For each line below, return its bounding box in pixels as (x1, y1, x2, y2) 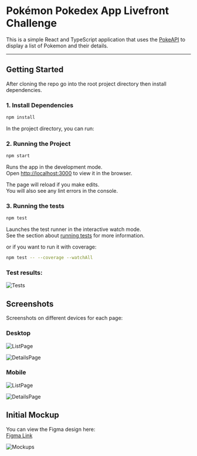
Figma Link (6, 432, 33, 439)
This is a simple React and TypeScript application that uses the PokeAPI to (6, 36, 186, 43)
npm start (6, 153, 30, 159)
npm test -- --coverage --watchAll (6, 255, 93, 261)
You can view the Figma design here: (6, 426, 96, 433)
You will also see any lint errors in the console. (6, 188, 118, 195)
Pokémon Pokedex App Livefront (6, 4, 169, 18)
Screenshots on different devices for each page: (6, 315, 123, 322)
